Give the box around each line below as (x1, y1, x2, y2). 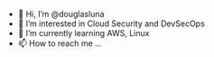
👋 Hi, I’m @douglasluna (17, 9, 105, 19)
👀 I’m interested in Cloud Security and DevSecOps (17, 18, 205, 29)
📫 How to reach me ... (17, 38, 102, 49)
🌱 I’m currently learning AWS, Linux (17, 28, 150, 38)
